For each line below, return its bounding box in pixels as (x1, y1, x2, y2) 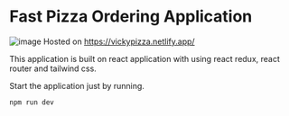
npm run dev (9, 97, 54, 107)
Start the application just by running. (9, 80, 144, 91)
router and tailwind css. (9, 63, 97, 74)
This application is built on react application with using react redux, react (9, 53, 280, 64)
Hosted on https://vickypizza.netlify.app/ (43, 36, 196, 47)
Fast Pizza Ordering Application (9, 6, 253, 27)
